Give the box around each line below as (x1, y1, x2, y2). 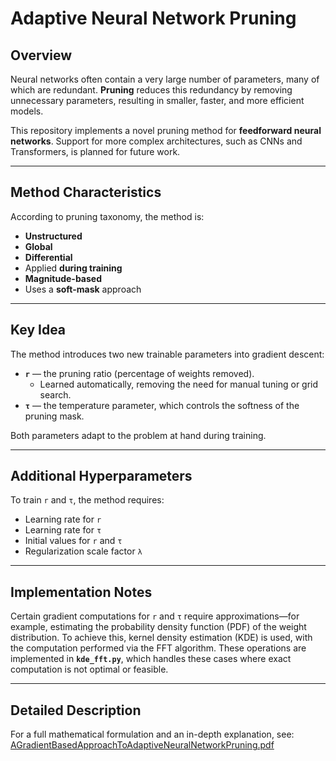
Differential (24, 251, 73, 263)
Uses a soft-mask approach (24, 283, 142, 295)
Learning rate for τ (24, 524, 102, 536)
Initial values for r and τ (24, 535, 123, 547)
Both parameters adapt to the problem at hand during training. (10, 429, 267, 441)
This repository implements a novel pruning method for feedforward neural (10, 125, 322, 136)
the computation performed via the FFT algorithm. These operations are (10, 642, 307, 654)
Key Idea (10, 322, 67, 339)
